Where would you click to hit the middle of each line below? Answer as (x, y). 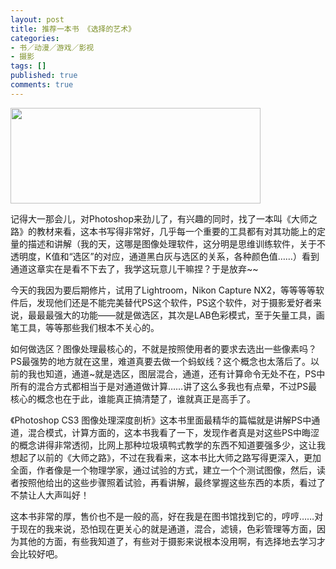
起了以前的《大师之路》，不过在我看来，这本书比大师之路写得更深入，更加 (170, 457)
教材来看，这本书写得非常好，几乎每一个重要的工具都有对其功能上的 (176, 231)
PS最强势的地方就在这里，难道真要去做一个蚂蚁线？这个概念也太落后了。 (160, 361)
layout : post (37, 19)
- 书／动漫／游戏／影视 (52, 47)
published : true (44, 76)
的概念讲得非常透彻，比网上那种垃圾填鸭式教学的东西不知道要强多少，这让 (163, 445)
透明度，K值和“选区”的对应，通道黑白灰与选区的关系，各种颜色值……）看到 (165, 256)
